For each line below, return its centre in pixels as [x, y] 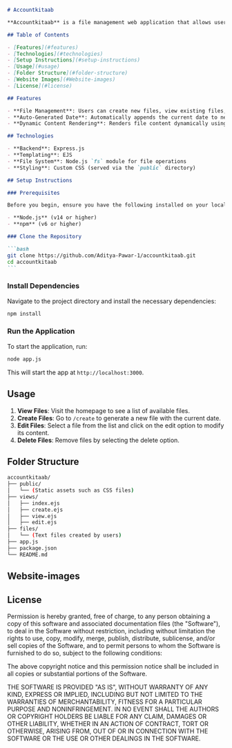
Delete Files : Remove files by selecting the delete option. [98, 440]
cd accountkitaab [32, 262]
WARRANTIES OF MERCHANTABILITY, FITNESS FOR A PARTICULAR [105, 702]
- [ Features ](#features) [43, 47]
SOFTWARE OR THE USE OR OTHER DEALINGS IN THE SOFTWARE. [104, 738]
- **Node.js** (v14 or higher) [52, 218]
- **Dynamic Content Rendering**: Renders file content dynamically [108, 124]
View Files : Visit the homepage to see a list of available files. [104, 410]
